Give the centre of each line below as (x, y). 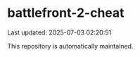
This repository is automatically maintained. (70, 46)
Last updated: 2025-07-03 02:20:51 (59, 32)
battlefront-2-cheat (66, 13)
